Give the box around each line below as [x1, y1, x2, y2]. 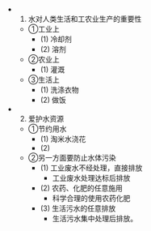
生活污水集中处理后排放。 [52, 214, 138, 223]
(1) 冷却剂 [40, 34, 73, 44]
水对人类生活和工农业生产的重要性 [27, 14, 142, 24]
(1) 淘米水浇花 [40, 135, 86, 143]
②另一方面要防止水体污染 [27, 153, 117, 162]
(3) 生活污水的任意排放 [40, 203, 116, 213]
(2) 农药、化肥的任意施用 [40, 183, 124, 193]
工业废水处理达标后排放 [52, 173, 131, 182]
